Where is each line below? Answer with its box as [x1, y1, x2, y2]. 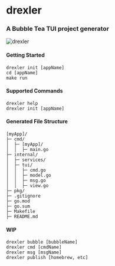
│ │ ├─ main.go [6, 147, 49, 153]
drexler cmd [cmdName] [6, 244, 62, 251]
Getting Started [6, 51, 45, 59]
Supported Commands [6, 87, 63, 94]
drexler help [6, 100, 38, 106]
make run [6, 75, 28, 81]
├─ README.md [6, 214, 38, 220]
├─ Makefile [6, 209, 35, 215]
